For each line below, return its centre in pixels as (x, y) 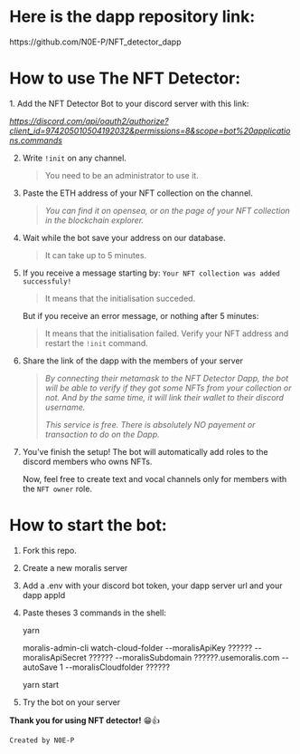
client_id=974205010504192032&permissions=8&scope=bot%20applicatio (150, 130)
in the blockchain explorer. (94, 220)
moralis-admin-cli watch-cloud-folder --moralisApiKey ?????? (137, 648)
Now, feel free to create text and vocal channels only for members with (155, 478)
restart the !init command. (97, 343)
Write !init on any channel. (74, 158)
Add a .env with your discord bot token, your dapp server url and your (152, 585)
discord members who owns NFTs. (87, 461)
